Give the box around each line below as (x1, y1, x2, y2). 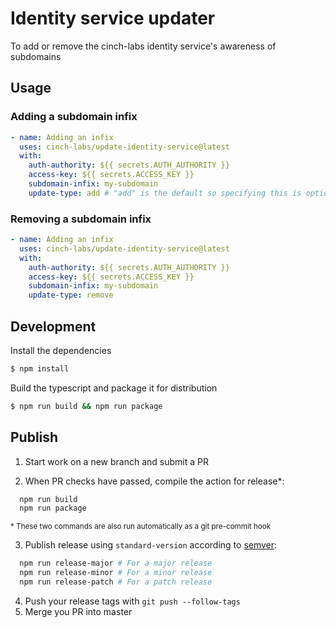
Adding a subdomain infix (10, 110, 138, 124)
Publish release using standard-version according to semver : (24, 539, 278, 551)
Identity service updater (10, 7, 216, 30)
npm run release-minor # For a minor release (19, 568, 213, 578)
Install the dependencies (10, 344, 112, 356)
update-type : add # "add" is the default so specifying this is (28, 188, 302, 198)
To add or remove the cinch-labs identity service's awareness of (10, 40, 277, 52)
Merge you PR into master (24, 605, 133, 617)
